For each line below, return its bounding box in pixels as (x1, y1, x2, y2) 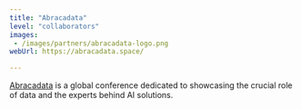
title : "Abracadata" (9, 13, 88, 23)
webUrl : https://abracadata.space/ (9, 47, 145, 56)
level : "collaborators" (9, 22, 100, 31)
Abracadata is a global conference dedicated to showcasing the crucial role (9, 80, 293, 91)
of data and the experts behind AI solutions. (9, 90, 174, 101)
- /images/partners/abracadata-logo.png (13, 38, 169, 48)
